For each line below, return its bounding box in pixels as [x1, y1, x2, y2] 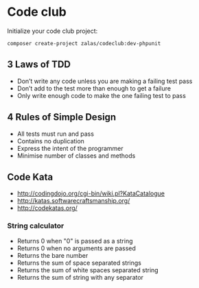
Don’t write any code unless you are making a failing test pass [16, 77, 193, 85]
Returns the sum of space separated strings [16, 259, 142, 267]
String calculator [7, 221, 65, 230]
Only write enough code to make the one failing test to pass [16, 91, 187, 99]
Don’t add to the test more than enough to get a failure [16, 84, 172, 93]
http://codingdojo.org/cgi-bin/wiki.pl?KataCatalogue [16, 189, 165, 197]
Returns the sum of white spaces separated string [16, 265, 159, 274]
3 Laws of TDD [7, 59, 71, 71]
